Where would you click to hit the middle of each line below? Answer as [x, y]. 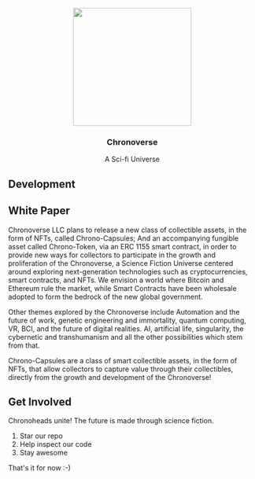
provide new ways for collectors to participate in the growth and [112, 255]
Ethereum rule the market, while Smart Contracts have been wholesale [123, 288]
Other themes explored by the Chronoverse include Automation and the [124, 311]
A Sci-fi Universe [132, 159]
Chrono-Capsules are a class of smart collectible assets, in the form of [123, 360]
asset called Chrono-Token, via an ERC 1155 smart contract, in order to [122, 246]
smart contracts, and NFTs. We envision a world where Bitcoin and [116, 280]
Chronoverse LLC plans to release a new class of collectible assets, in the [128, 230]
